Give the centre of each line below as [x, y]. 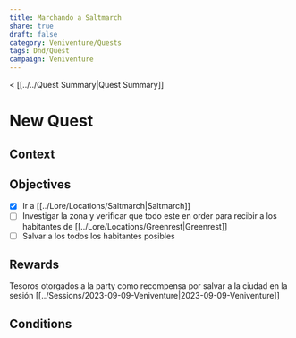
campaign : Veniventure [51, 59]
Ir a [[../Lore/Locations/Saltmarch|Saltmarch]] [106, 206]
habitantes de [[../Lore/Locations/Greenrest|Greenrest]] [125, 226]
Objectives [40, 184]
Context [32, 154]
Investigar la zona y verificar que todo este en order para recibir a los [149, 216]
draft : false [34, 34]
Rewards [34, 264]
